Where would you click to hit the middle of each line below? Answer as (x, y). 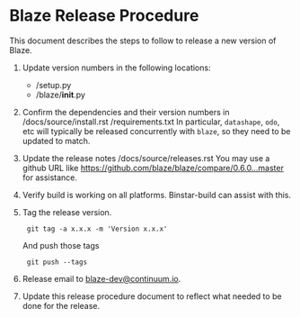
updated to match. (56, 141)
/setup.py (53, 85)
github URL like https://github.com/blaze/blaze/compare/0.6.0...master (153, 168)
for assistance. (50, 177)
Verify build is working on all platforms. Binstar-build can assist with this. (157, 195)
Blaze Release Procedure (104, 16)
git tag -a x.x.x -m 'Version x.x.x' (97, 229)
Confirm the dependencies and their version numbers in (126, 112)
